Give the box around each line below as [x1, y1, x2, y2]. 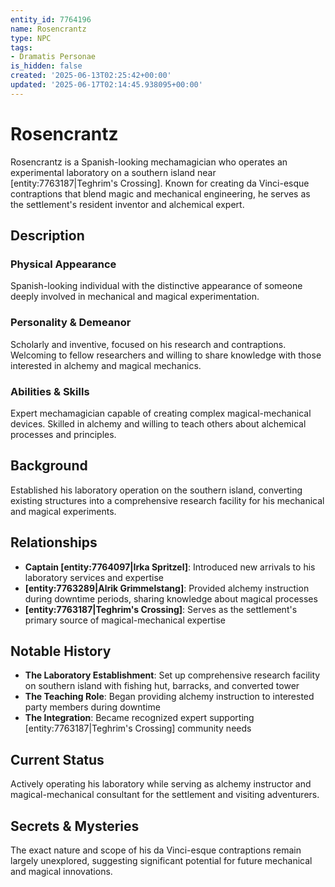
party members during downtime [24, 701, 161, 713]
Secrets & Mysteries [10, 817, 140, 835]
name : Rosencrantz [10, 24, 87, 34]
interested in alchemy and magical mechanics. [10, 359, 202, 371]
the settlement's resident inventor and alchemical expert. [10, 198, 245, 210]
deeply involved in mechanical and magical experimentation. [10, 291, 260, 303]
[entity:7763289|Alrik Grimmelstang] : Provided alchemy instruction [24, 582, 310, 594]
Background [10, 457, 88, 475]
